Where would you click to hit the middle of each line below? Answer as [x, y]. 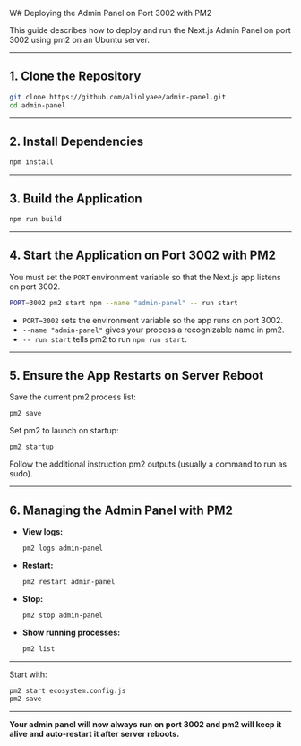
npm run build [36, 219]
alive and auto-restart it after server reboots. [95, 734]
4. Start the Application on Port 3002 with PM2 [142, 256]
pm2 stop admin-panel [62, 615]
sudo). [21, 474]
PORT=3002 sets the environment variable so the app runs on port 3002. [153, 320]
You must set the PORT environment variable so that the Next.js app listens [145, 277]
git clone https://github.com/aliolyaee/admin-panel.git [118, 97]
